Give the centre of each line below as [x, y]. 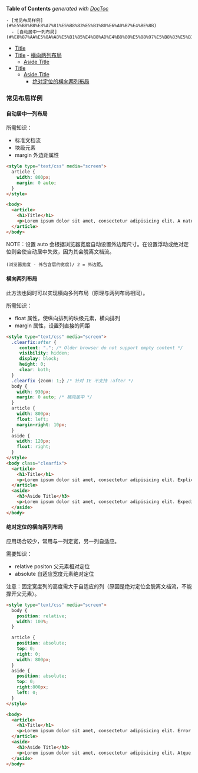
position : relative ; [42, 616]
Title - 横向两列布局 [38, 55]
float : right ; [34, 447]
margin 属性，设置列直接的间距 [52, 326]
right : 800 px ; [33, 687]
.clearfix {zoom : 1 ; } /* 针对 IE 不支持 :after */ [72, 381]
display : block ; [39, 359]
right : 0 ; [29, 654]
